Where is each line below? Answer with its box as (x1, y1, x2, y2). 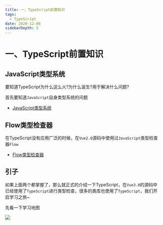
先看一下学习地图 (5, 204, 40, 211)
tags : (5, 12, 16, 17)
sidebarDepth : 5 (5, 26, 39, 31)
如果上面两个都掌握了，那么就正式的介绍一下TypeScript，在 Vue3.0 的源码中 (5, 181, 158, 187)
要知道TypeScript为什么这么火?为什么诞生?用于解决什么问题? (5, 84, 129, 90)
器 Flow (5, 141, 19, 147)
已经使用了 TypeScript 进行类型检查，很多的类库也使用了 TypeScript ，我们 (5, 188, 154, 194)
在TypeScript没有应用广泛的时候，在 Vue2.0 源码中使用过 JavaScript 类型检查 (5, 135, 158, 141)
